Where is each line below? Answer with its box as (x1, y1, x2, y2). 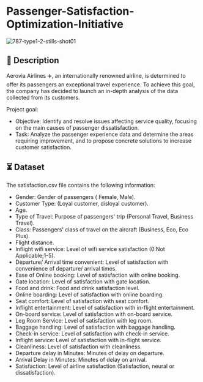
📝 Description (6, 55, 59, 66)
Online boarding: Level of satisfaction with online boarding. (15, 291, 164, 298)
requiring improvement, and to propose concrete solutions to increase (15, 137, 192, 144)
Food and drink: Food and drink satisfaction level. (15, 284, 140, 291)
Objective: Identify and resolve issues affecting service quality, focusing (15, 118, 197, 125)
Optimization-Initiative (6, 17, 124, 31)
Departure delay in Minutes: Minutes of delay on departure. (15, 349, 164, 356)
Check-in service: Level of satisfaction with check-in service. (15, 329, 170, 337)
